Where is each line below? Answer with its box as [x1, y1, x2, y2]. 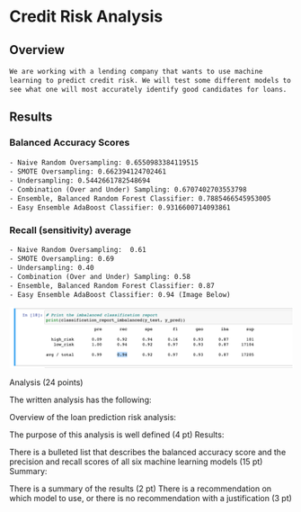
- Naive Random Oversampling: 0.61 [9, 245, 146, 254]
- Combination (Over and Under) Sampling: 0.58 [9, 272, 191, 281]
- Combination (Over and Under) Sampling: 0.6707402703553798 [9, 184, 247, 194]
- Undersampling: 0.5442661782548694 [9, 175, 151, 185]
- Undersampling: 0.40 [9, 263, 94, 272]
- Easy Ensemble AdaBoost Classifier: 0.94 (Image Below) [9, 290, 231, 299]
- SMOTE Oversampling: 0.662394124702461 [9, 166, 167, 176]
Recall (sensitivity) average [9, 223, 132, 236]
